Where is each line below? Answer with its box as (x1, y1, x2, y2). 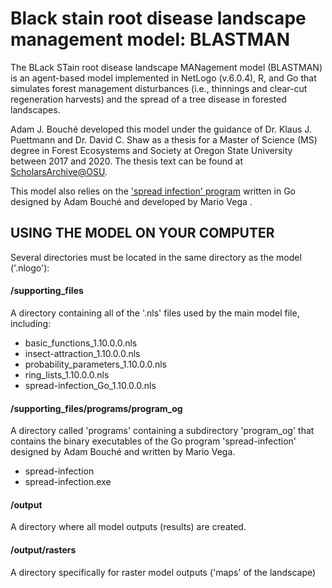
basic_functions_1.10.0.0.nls (24, 337, 138, 349)
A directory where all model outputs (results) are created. (10, 521, 247, 533)
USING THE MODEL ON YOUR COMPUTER (10, 225, 275, 242)
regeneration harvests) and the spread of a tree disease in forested (10, 93, 287, 105)
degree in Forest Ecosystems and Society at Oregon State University (10, 144, 293, 156)
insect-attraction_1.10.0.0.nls (24, 347, 141, 359)
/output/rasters (10, 543, 77, 556)
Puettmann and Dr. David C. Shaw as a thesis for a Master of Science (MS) (10, 133, 318, 146)
